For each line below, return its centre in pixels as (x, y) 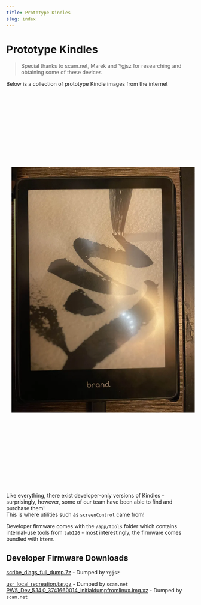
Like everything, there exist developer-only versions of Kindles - (85, 496)
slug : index (21, 19)
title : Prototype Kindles (38, 13)
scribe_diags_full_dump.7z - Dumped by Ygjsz (63, 573)
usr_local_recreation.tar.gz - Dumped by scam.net (67, 584)
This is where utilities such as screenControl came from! (75, 515)
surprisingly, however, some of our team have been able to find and (89, 502)
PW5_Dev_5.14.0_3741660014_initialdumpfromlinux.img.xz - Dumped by (94, 591)
